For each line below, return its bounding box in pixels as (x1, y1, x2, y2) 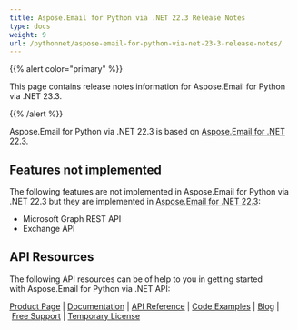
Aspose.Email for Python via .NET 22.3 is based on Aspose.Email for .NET (9, 126, 286, 137)
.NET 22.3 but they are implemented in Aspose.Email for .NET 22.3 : (9, 196, 262, 207)
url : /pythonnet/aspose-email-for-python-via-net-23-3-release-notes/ (9, 38, 283, 48)
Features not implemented (9, 162, 162, 177)
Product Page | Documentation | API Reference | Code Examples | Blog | (9, 301, 280, 312)
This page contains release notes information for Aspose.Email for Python (9, 81, 286, 92)
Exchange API (22, 224, 75, 235)
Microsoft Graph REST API (22, 214, 122, 225)
